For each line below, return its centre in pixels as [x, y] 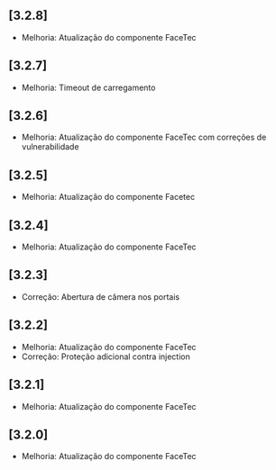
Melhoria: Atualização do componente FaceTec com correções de [144, 137]
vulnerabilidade [50, 147]
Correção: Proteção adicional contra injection [106, 357]
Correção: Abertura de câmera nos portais [101, 296]
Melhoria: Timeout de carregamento [88, 87]
